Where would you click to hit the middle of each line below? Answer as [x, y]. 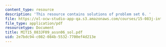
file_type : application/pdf [34, 23]
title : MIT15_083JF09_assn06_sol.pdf [44, 32]
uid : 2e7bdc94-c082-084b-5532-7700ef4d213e [51, 37]
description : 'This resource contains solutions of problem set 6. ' [78, 14]
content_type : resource [30, 10]
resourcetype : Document [30, 28]
